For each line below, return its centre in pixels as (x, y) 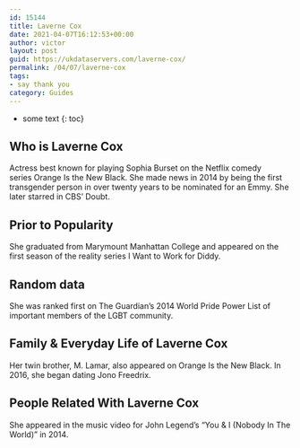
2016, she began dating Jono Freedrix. (80, 374)
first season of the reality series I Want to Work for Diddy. (115, 256)
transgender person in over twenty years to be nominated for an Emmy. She (149, 187)
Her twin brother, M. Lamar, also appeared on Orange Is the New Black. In (146, 365)
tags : (19, 76)
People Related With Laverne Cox (104, 404)
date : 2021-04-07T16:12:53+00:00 (72, 34)
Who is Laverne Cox (66, 146)
